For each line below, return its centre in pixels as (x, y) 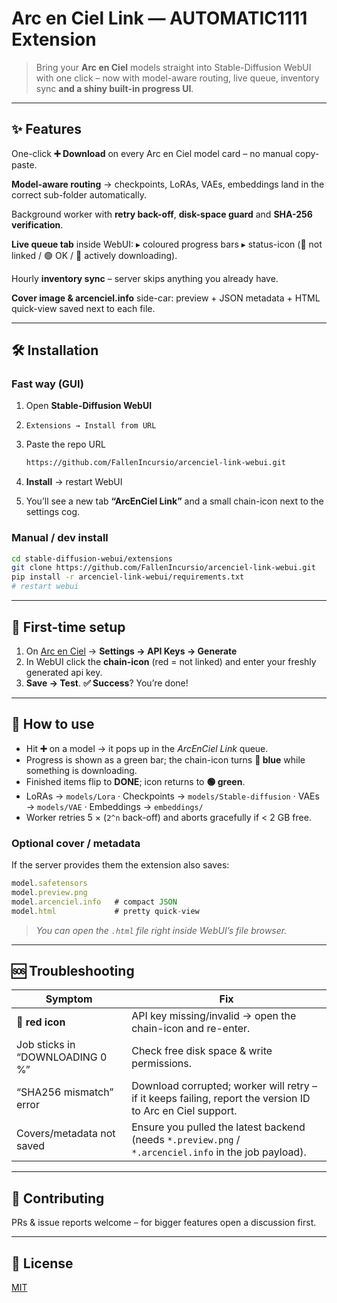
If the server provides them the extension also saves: (120, 865)
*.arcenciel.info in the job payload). (219, 1152)
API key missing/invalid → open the (214, 1016)
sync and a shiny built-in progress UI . (114, 88)
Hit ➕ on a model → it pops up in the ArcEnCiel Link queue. (147, 748)
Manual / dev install (60, 538)
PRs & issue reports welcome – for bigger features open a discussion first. (164, 1223)
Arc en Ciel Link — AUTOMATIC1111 (159, 18)
